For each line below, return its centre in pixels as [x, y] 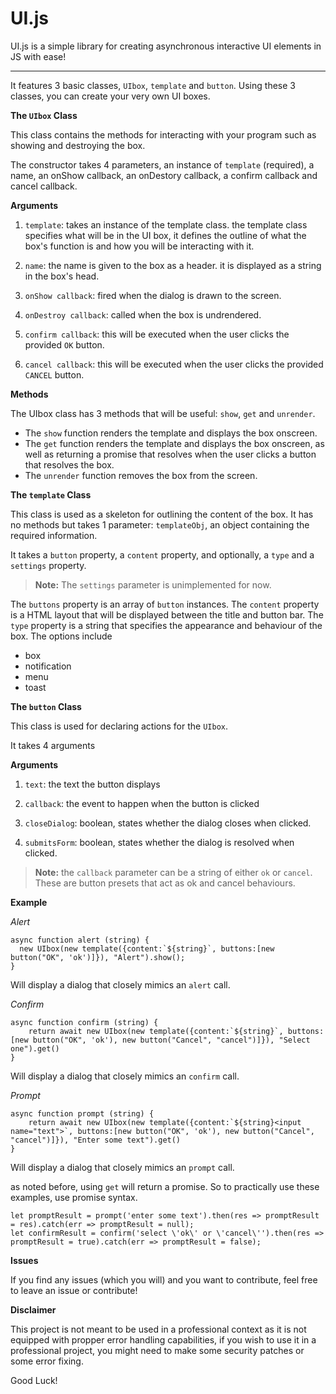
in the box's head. [62, 276]
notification [48, 666]
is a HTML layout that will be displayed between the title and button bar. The [167, 614]
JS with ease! [38, 56]
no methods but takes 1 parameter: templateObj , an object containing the [160, 524]
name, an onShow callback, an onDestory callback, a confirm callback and [164, 175]
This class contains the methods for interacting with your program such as [163, 134]
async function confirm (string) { [84, 1022]
